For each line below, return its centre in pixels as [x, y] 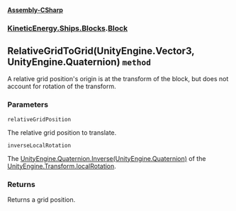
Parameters [28, 104]
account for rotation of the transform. [62, 86]
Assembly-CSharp [35, 10]
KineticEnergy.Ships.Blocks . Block [68, 28]
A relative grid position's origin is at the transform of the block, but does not [118, 79]
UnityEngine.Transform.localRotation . [62, 166]
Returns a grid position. [41, 199]
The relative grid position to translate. [62, 132]
